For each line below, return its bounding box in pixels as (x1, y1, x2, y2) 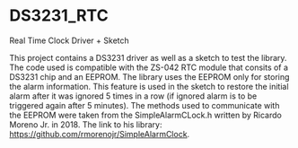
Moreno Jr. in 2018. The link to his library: (9, 118, 162, 130)
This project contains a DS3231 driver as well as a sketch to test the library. (9, 52, 287, 63)
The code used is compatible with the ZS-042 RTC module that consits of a (9, 62, 289, 73)
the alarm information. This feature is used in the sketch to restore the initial (9, 81, 289, 91)
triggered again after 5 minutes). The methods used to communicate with (9, 100, 280, 110)
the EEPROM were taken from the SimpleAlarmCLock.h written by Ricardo (9, 109, 283, 120)
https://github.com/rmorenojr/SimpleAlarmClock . (9, 128, 190, 139)
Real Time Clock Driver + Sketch (9, 35, 130, 46)
